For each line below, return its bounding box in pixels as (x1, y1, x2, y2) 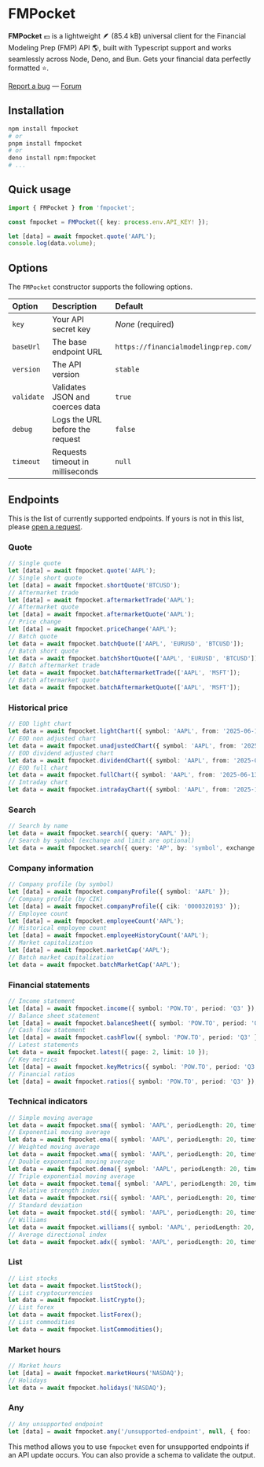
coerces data (52, 401, 101, 412)
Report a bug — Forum (8, 81, 82, 90)
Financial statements (8, 979, 90, 990)
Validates (52, 382, 86, 393)
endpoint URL (52, 346, 103, 357)
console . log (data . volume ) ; (8, 240, 97, 247)
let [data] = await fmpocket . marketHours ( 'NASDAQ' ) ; (8, 1369, 185, 1377)
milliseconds (52, 466, 99, 477)
